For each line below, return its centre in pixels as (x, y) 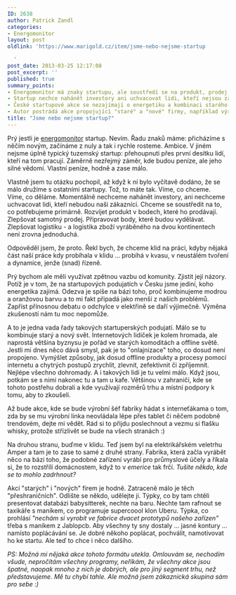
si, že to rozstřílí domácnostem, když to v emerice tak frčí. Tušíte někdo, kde (117, 467)
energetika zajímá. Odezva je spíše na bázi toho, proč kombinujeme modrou (117, 291)
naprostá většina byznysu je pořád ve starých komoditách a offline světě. (113, 342)
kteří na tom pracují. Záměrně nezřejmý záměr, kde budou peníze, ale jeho (115, 161)
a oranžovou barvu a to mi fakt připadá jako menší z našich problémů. (108, 299)
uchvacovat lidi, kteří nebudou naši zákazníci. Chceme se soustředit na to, (115, 204)
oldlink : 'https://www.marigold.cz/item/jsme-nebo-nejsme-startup (106, 46)
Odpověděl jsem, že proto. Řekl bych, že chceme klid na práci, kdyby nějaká (118, 248)
